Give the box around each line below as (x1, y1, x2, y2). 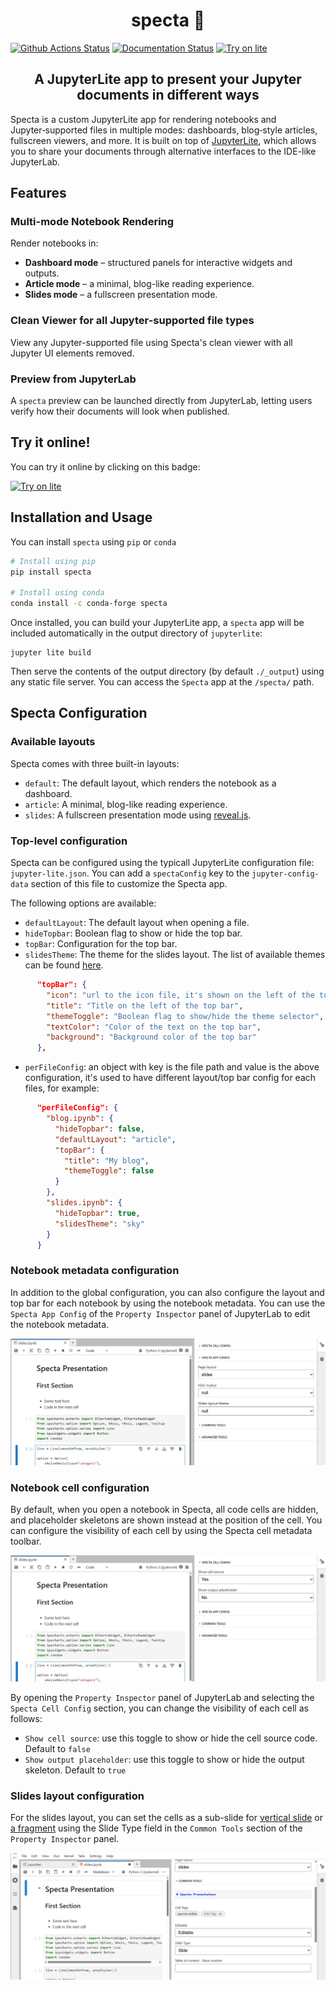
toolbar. (10, 1535, 42, 1548)
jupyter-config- (251, 869, 320, 879)
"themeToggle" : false (63, 1166, 155, 1176)
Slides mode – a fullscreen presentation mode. (24, 289, 218, 301)
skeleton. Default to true (24, 1764, 127, 1776)
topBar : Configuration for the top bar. (24, 938, 178, 950)
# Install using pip (10, 556, 97, 566)
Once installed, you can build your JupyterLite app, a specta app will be (10, 617, 305, 629)
